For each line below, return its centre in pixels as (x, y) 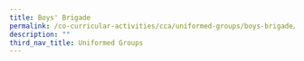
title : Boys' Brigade (50, 17)
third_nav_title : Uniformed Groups (76, 43)
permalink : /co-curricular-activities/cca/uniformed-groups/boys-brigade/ (153, 26)
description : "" (40, 34)
